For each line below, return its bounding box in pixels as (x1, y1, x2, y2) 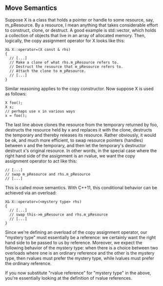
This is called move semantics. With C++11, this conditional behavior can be (5, 184, 158, 190)
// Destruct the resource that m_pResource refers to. (9, 64, 123, 69)
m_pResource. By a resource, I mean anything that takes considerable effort (5, 22, 158, 28)
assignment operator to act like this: (5, 158, 77, 164)
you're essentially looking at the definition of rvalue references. (5, 275, 133, 281)
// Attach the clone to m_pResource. (9, 68, 86, 73)
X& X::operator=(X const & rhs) (5, 47, 71, 52)
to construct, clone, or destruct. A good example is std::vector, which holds (5, 27, 156, 33)
